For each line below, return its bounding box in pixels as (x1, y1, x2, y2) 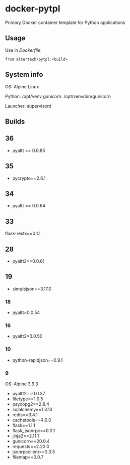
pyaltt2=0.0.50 (12, 333, 43, 339)
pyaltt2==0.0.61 (12, 258, 45, 264)
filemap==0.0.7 (12, 454, 44, 460)
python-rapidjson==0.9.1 (12, 357, 63, 363)
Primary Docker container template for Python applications (5, 19, 126, 25)
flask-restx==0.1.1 (5, 230, 41, 237)
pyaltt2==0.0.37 (12, 391, 46, 397)
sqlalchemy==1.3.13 (12, 407, 53, 413)
